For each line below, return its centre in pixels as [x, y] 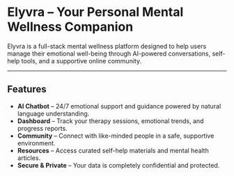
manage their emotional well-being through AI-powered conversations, [109, 54]
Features [27, 89]
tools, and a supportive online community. [81, 61]
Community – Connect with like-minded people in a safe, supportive [116, 136]
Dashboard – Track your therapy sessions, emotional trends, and [110, 121]
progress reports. [42, 128]
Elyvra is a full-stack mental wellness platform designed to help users [107, 46]
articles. [29, 158]
